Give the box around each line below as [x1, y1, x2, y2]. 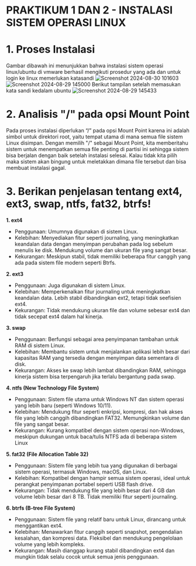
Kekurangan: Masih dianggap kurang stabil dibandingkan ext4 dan [14, 547, 175, 554]
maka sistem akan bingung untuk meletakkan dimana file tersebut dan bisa [6, 158, 186, 165]
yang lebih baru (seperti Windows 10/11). [14, 402, 112, 409]
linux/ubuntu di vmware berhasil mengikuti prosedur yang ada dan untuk [6, 69, 181, 76]
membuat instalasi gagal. [6, 165, 66, 172]
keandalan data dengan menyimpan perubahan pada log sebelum [14, 241, 173, 247]
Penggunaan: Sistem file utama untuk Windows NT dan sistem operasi [14, 396, 184, 403]
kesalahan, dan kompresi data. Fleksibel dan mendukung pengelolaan [14, 534, 183, 541]
